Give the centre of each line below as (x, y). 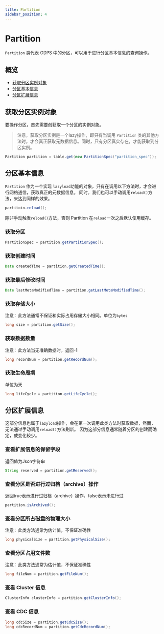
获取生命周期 (20, 373)
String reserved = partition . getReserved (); (51, 471)
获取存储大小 (20, 304)
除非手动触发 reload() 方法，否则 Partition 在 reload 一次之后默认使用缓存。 (80, 218)
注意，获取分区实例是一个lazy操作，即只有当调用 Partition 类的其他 (86, 135)
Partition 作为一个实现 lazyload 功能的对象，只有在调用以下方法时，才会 (79, 186)
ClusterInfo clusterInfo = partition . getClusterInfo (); (63, 598)
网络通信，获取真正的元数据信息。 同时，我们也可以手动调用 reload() (79, 192)
